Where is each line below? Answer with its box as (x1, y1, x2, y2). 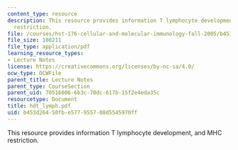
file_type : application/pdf (7, 43, 91, 50)
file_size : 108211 (7, 37, 62, 44)
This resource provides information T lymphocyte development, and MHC (7, 128, 222, 137)
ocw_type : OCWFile (7, 69, 62, 76)
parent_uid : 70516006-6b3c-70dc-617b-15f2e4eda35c (7, 89, 160, 96)
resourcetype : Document (7, 96, 78, 103)
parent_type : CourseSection (7, 83, 91, 90)
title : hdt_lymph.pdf (7, 103, 72, 110)
